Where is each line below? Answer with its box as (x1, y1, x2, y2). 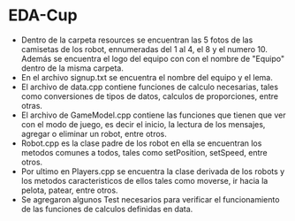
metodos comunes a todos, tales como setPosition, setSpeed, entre (20, 147, 268, 157)
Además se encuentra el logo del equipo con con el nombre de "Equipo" (20, 53, 284, 64)
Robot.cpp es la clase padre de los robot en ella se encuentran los (20, 138, 262, 149)
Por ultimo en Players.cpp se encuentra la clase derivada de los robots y (20, 165, 285, 177)
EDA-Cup (8, 5, 78, 26)
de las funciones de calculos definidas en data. (20, 203, 193, 214)
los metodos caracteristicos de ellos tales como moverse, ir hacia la (20, 175, 269, 186)
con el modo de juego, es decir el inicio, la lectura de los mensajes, (20, 118, 266, 129)
